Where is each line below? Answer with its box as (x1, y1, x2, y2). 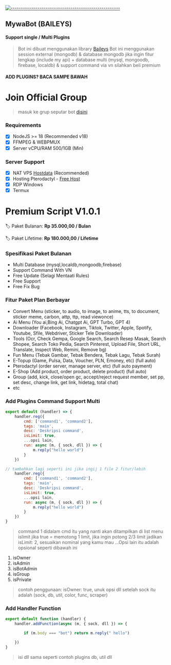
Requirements (5, 121, 42, 129)
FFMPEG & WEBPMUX (12, 139, 61, 145)
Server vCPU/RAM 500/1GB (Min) (12, 145, 84, 151)
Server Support (5, 158, 45, 165)
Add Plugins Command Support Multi (5, 397, 100, 405)
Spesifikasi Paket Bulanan (5, 250, 72, 257)
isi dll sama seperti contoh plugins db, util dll (17, 654, 112, 660)
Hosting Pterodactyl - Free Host (12, 176, 81, 182)
